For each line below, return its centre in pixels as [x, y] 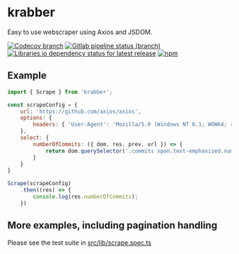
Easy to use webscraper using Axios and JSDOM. [80, 32]
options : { [36, 118]
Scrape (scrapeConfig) [39, 184]
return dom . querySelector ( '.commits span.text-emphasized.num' [141, 151]
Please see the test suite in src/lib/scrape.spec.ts [79, 243]
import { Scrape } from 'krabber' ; [60, 92]
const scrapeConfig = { [43, 105]
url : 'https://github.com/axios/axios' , [81, 111]
